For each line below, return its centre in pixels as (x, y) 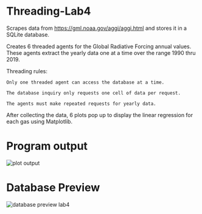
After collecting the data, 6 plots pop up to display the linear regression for (100, 115)
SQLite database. (28, 34)
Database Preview (53, 188)
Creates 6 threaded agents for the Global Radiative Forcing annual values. (99, 46)
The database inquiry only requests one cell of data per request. (94, 93)
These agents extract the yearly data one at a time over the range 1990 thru (101, 52)
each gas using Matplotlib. (40, 121)
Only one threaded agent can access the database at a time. (85, 82)
